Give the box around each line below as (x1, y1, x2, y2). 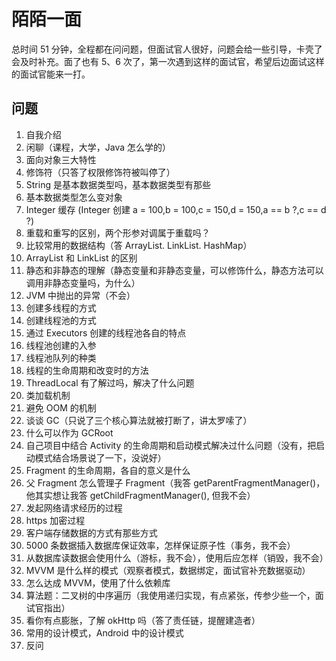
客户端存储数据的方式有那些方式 (25, 526, 158, 539)
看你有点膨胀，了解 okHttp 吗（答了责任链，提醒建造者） (25, 614, 261, 626)
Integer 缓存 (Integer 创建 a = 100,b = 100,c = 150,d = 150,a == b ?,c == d (25, 203, 327, 215)
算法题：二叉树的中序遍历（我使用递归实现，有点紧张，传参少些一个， (25, 589, 316, 601)
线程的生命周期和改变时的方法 (25, 364, 149, 376)
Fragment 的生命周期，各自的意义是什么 (25, 464, 191, 476)
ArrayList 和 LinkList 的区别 (25, 251, 138, 264)
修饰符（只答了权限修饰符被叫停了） (25, 166, 176, 178)
